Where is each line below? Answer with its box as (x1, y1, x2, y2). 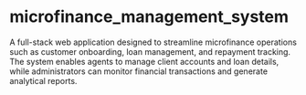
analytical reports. (9, 75, 78, 86)
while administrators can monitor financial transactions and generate (9, 66, 268, 77)
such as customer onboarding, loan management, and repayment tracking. (9, 46, 290, 57)
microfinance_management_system (9, 6, 290, 27)
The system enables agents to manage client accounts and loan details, (9, 56, 280, 67)
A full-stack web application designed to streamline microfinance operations (9, 37, 297, 47)
